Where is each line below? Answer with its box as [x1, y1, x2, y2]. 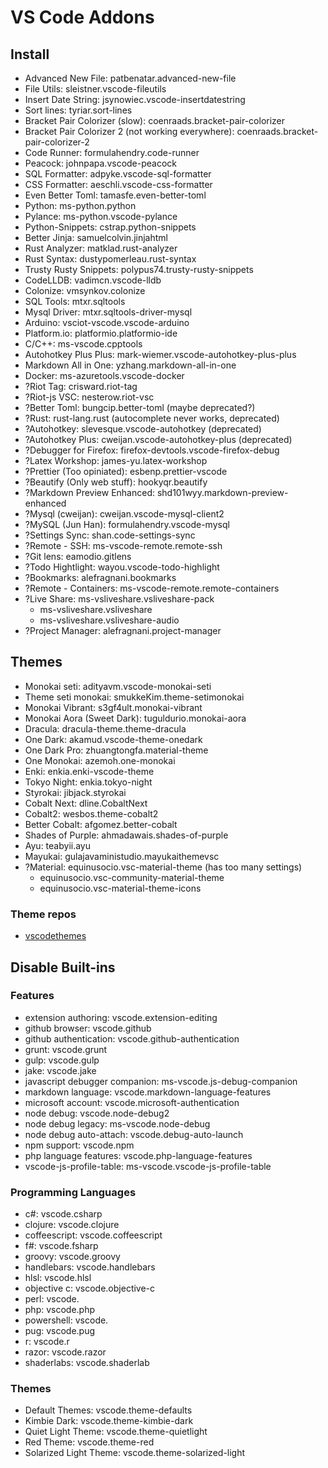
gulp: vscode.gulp [24, 1054, 100, 1066]
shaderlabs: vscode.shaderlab [24, 1357, 150, 1369]
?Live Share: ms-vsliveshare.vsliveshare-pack [24, 593, 215, 605]
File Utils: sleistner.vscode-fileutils [24, 83, 167, 95]
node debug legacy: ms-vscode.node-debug [24, 1117, 211, 1130]
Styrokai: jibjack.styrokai [24, 786, 127, 798]
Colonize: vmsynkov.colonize [24, 285, 146, 296]
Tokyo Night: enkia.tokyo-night [24, 776, 153, 788]
